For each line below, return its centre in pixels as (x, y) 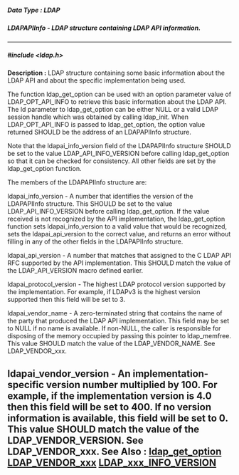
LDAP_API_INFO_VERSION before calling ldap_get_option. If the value (108, 212)
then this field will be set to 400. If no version (110, 407)
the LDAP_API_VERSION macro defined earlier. (75, 271)
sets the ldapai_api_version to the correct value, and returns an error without (119, 234)
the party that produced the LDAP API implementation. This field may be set (118, 321)
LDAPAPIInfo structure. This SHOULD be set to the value (90, 204)
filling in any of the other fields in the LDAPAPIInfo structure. (95, 241)
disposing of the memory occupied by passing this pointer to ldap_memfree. (119, 336)
